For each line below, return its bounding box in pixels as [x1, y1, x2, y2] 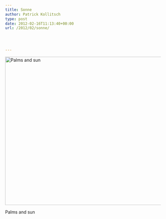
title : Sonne [5, 7, 32, 12]
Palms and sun [5, 209, 36, 215]
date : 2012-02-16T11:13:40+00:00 [5, 21, 74, 26]
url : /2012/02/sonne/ [5, 26, 50, 31]
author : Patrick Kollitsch [5, 12, 61, 17]
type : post [5, 16, 28, 21]
